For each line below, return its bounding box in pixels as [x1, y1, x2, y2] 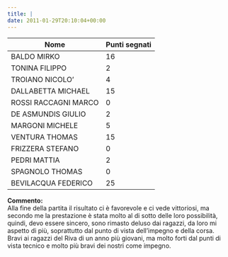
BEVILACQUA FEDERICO [11, 178, 93, 188]
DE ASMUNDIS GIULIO [11, 109, 86, 119]
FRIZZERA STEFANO [11, 143, 79, 153]
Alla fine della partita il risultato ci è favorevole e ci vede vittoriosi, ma [7, 203, 210, 212]
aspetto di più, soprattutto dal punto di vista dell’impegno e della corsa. [7, 226, 215, 234]
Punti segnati [106, 40, 152, 50]
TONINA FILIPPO [11, 63, 67, 73]
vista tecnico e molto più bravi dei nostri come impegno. [7, 241, 171, 250]
